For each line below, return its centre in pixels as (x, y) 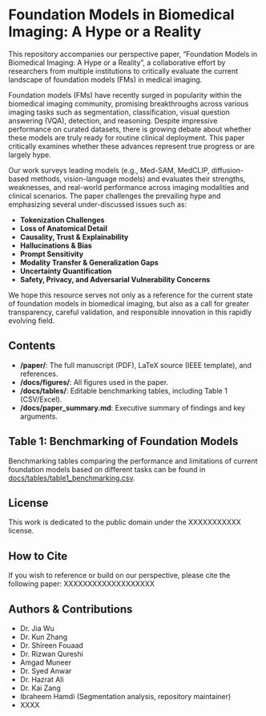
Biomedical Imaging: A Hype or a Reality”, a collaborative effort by (117, 63)
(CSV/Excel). (41, 399)
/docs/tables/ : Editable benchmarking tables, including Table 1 (124, 390)
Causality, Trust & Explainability (74, 237)
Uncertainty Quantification (66, 271)
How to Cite (38, 556)
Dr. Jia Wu (37, 628)
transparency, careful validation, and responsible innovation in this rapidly (130, 312)
